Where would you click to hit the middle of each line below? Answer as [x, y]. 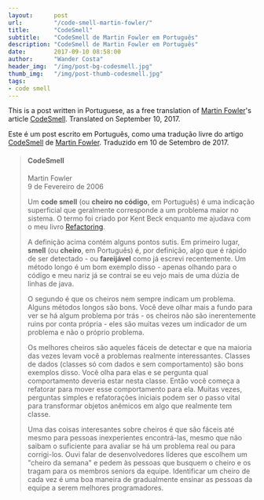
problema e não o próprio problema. [86, 332]
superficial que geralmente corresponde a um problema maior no [133, 210]
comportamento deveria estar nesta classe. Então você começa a [134, 381]
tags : [17, 81]
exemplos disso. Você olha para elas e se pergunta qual [117, 372]
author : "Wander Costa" [56, 60]
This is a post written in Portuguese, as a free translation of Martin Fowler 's [130, 111]
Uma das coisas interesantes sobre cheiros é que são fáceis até [131, 429]
